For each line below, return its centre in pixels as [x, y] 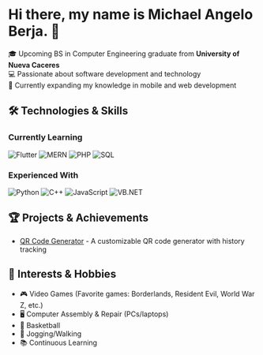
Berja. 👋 [34, 31]
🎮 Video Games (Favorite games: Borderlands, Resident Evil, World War [137, 293]
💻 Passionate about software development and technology [105, 73]
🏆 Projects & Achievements [78, 218]
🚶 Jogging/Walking [51, 334]
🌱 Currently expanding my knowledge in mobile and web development [122, 85]
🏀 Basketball [40, 325]
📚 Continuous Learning [58, 342]
